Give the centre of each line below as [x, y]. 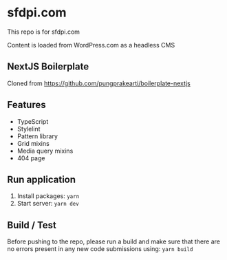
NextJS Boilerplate [48, 67]
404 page [31, 158]
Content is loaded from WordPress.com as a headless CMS [91, 45]
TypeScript [33, 121]
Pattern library [37, 136]
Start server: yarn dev [48, 204]
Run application [42, 179]
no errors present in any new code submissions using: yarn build [100, 249]
